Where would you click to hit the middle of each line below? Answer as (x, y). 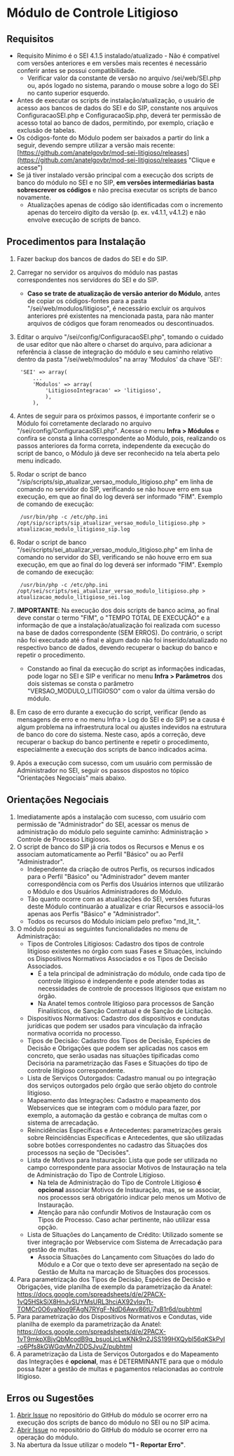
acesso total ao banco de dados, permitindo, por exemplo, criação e (115, 123)
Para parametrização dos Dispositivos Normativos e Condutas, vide (114, 1316)
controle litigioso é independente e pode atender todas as (121, 981)
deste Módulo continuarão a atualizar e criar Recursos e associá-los (125, 906)
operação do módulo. (48, 1438)
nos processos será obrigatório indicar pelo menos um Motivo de (132, 1197)
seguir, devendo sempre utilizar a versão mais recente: (96, 145)
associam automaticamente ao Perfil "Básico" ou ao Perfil (100, 854)
